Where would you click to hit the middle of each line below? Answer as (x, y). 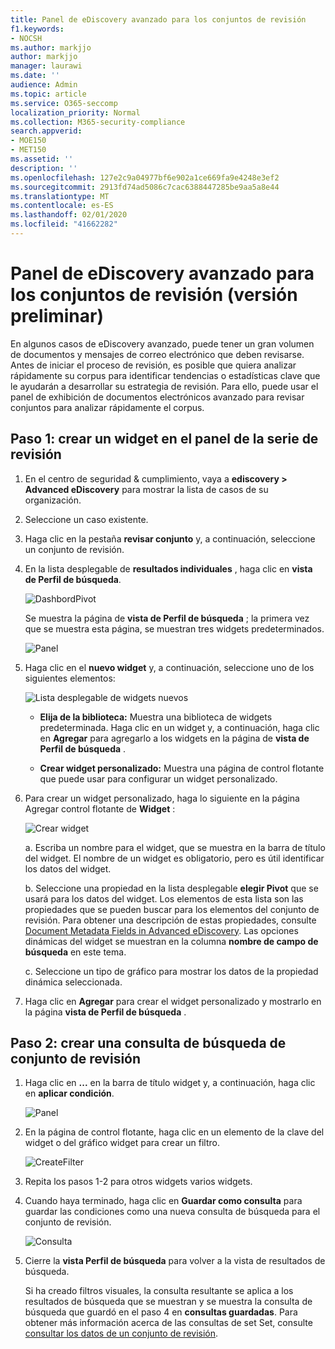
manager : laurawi (46, 66)
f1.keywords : (37, 29)
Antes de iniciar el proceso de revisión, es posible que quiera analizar (153, 365)
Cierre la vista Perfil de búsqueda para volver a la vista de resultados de (175, 1261)
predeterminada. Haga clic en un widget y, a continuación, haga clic (179, 727)
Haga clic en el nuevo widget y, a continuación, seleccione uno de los (169, 667)
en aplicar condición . (69, 1093)
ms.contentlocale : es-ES (62, 206)
